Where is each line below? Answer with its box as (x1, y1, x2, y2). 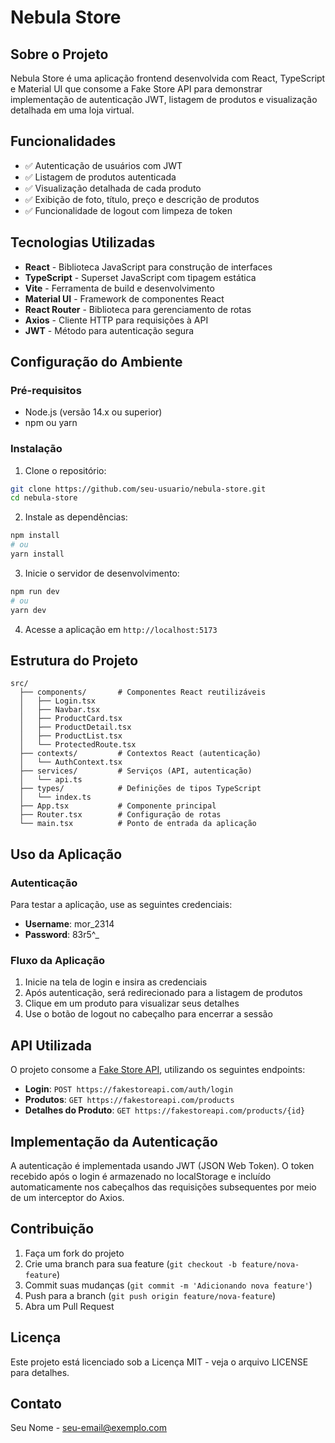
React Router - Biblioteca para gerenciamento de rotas (24, 303, 252, 315)
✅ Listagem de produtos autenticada (24, 171, 177, 183)
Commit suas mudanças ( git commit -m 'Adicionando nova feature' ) (24, 1279, 313, 1291)
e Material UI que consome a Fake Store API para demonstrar (10, 83, 263, 95)
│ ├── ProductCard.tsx (19, 714, 123, 724)
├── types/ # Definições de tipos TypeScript (19, 784, 262, 794)
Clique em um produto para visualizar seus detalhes (24, 997, 240, 1010)
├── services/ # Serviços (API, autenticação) (19, 766, 253, 776)
